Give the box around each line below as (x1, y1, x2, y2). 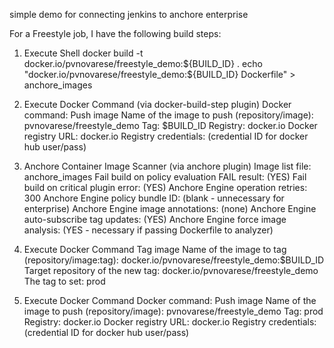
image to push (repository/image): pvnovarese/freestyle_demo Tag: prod (23, 305, 324, 317)
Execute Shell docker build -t (23, 47, 144, 59)
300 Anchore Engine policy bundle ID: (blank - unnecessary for (23, 192, 285, 204)
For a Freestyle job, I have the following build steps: (9, 28, 222, 39)
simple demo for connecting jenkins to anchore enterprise (9, 9, 249, 20)
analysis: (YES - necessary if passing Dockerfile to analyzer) (23, 224, 274, 236)
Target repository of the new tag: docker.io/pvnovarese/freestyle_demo (23, 265, 319, 276)
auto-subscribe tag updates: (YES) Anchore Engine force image (23, 214, 287, 225)
